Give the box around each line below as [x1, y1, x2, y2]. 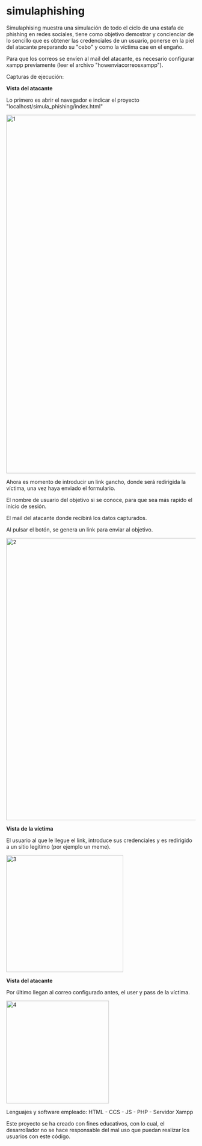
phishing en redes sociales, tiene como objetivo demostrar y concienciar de [6, 30, 194, 37]
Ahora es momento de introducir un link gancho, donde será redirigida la [6, 478, 186, 485]
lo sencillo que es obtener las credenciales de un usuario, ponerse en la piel [6, 37, 194, 44]
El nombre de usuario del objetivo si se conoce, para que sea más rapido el [6, 496, 192, 503]
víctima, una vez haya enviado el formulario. [6, 485, 115, 492]
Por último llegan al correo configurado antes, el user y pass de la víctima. [6, 988, 191, 996]
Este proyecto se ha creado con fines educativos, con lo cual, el [6, 1120, 165, 1127]
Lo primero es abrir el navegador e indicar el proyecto [6, 96, 139, 104]
